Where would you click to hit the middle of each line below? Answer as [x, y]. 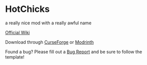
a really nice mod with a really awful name [48, 23]
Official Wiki [17, 32]
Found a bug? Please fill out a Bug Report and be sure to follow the [74, 52]
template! [15, 57]
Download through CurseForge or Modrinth [49, 42]
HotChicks [27, 9]
